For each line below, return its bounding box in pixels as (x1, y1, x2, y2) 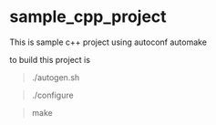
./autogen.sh (31, 71, 80, 83)
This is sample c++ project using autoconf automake (9, 36, 208, 47)
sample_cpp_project (9, 6, 167, 27)
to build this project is (9, 54, 91, 65)
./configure (31, 89, 75, 100)
